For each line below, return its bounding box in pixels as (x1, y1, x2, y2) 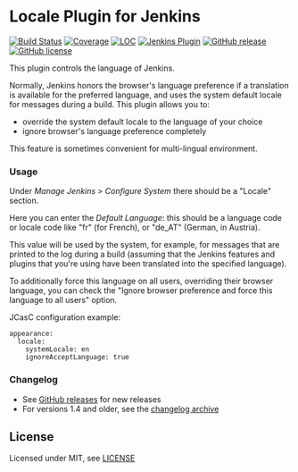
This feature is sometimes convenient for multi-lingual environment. (9, 143, 258, 154)
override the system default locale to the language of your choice (21, 116, 263, 127)
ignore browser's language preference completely (21, 125, 207, 136)
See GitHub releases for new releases (21, 393, 161, 404)
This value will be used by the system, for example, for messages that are (9, 240, 280, 250)
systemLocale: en (25, 345, 90, 354)
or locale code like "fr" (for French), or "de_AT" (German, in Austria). (9, 222, 261, 233)
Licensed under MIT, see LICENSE (9, 453, 136, 464)
